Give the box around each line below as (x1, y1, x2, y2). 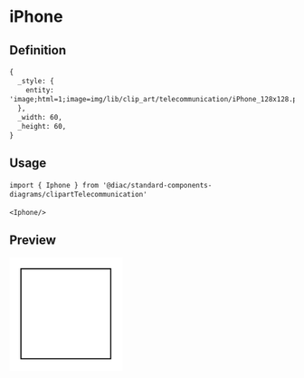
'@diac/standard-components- (102, 180, 213, 189)
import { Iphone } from (9, 180, 100, 189)
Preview (9, 233, 57, 248)
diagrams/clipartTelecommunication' (9, 189, 147, 199)
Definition (9, 43, 66, 58)
